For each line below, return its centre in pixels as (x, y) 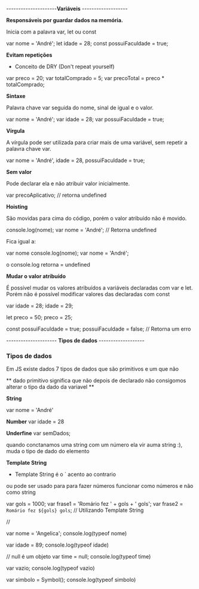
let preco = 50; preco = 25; (39, 317)
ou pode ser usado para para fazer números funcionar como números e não (100, 486)
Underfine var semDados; (38, 434)
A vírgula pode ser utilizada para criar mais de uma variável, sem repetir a (97, 142)
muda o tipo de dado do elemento (48, 451)
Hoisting (17, 207)
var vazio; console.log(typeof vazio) (50, 568)
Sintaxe (16, 96)
